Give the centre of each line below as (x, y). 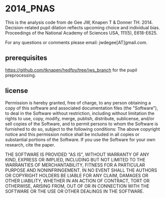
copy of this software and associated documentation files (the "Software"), (82, 108)
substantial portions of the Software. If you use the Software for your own (80, 140)
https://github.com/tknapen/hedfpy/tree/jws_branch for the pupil (71, 70)
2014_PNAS (30, 9)
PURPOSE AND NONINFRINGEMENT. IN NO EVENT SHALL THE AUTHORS (81, 170)
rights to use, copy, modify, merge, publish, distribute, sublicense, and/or (80, 118)
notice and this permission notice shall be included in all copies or (72, 134)
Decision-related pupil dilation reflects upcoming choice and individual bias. (82, 27)
